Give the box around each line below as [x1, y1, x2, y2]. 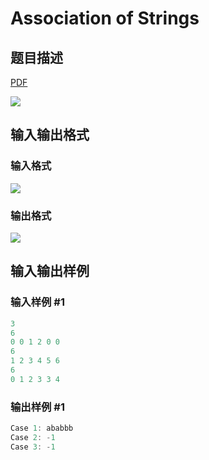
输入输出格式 [10, 127, 90, 144]
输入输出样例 [10, 263, 90, 280]
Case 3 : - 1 [10, 442, 56, 452]
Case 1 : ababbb [10, 423, 74, 434]
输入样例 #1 [10, 295, 65, 309]
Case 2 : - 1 [10, 432, 56, 442]
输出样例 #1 [10, 400, 65, 414]
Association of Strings [10, 7, 200, 30]
